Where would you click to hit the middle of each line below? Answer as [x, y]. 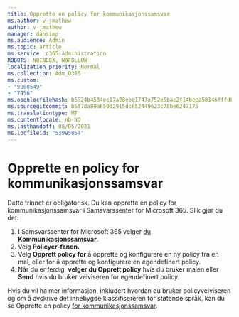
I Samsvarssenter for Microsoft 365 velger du [84, 232]
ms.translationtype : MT [43, 113]
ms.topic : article [34, 47]
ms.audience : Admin [36, 41]
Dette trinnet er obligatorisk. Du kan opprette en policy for [92, 203]
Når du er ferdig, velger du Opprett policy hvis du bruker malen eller [118, 269]
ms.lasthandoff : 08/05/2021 [49, 126]
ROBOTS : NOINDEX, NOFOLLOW [47, 60]
